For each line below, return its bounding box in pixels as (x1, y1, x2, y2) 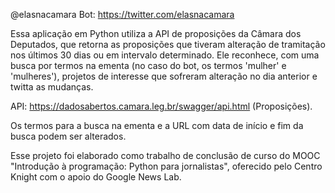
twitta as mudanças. (10, 81, 94, 93)
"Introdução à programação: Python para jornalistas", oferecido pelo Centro (10, 160, 323, 172)
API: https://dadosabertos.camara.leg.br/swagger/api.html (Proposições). (10, 100, 313, 112)
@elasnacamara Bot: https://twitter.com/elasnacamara (10, 9, 235, 20)
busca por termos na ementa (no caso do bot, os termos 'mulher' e (10, 60, 287, 71)
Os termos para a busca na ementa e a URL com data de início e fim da (10, 120, 304, 131)
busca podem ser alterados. (10, 130, 127, 142)
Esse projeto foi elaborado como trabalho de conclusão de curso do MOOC (10, 150, 321, 161)
